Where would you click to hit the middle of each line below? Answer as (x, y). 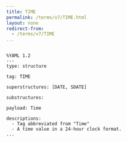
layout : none (22, 23)
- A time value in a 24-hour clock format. (66, 129)
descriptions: (24, 119)
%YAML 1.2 (19, 56)
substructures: (25, 98)
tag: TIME (19, 77)
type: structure (26, 67)
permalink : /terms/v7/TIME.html (46, 17)
